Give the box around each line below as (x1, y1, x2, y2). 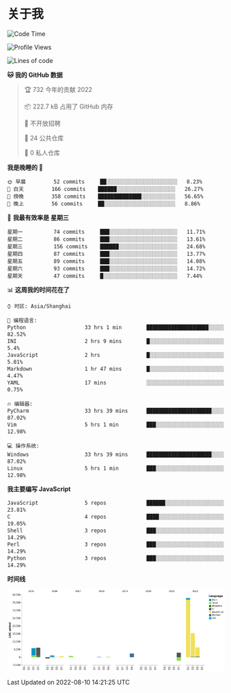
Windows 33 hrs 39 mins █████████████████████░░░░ (7, 451, 225, 458)
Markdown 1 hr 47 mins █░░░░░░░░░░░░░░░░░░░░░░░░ (7, 365, 225, 372)
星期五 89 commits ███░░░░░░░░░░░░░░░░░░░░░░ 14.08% (7, 257, 206, 265)
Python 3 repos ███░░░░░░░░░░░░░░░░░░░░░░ (7, 555, 225, 562)
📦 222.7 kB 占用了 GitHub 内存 (24, 102, 113, 111)
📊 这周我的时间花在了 (7, 285, 70, 294)
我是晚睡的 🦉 (7, 163, 44, 172)
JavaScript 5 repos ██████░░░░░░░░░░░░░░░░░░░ (7, 499, 225, 506)
